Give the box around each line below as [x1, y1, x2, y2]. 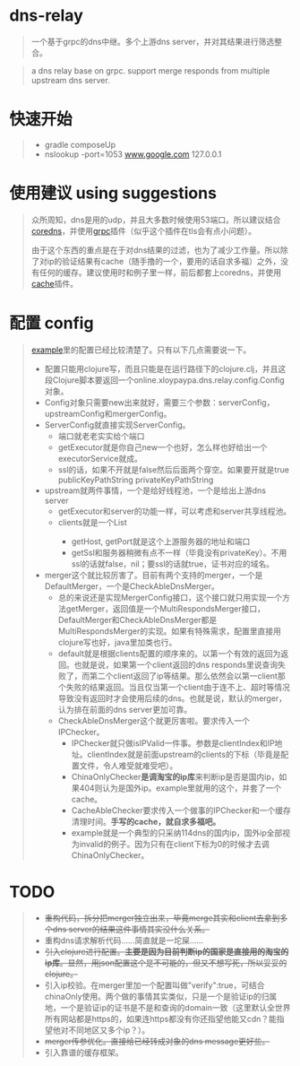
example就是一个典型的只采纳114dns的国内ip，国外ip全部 [71, 827, 283, 838]
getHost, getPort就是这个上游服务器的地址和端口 [71, 535, 251, 547]
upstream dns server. [30, 74, 110, 85]
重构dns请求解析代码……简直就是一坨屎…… [44, 934, 204, 946]
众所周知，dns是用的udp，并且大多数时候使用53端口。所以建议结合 [30, 214, 281, 225]
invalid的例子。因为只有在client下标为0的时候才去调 [79, 838, 270, 849]
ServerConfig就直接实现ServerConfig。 [44, 419, 191, 430]
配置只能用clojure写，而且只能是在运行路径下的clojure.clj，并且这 [44, 363, 287, 374]
